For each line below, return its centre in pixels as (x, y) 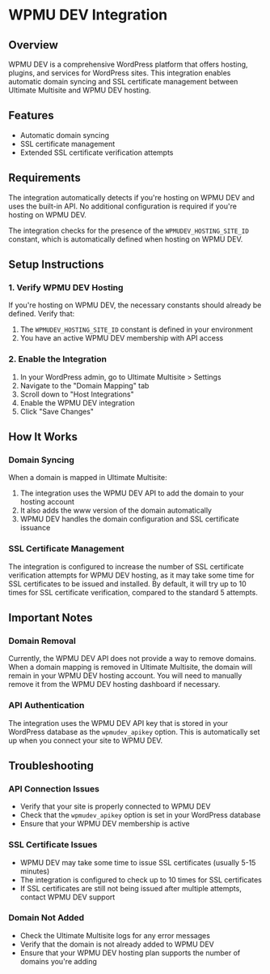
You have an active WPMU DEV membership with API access (122, 338)
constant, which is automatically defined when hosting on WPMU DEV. (126, 239)
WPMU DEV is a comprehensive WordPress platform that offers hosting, (128, 64)
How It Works (43, 437)
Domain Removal (42, 641)
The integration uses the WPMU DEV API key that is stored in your (118, 723)
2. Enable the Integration (58, 359)
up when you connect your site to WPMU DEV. (86, 740)
